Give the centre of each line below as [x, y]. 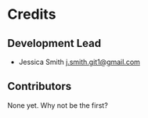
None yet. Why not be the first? [58, 105]
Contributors [40, 86]
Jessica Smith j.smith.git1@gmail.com [79, 62]
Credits [32, 14]
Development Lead [54, 43]
